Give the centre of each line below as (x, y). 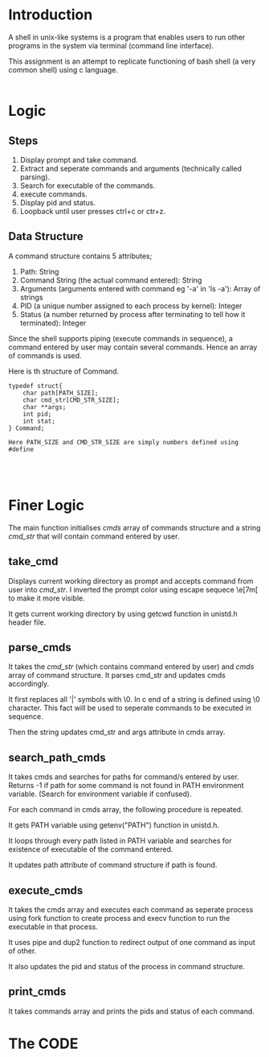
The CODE (43, 1043)
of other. (22, 951)
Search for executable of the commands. (88, 185)
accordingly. (29, 684)
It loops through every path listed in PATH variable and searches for (120, 841)
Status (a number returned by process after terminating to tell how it (132, 314)
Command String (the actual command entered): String (111, 280)
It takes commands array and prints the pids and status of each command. (132, 1011)
